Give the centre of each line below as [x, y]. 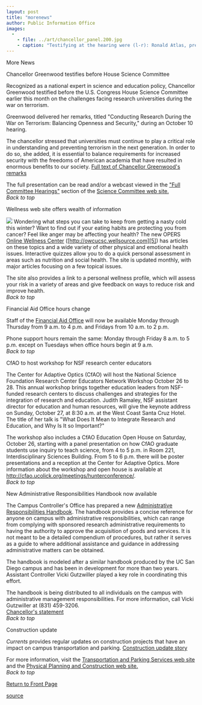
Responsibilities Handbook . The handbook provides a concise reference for [100, 511]
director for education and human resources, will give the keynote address [99, 406]
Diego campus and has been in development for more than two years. [93, 568]
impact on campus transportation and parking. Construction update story [97, 648]
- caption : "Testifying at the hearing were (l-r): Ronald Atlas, [102, 46]
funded [15, 393]
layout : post [23, 12]
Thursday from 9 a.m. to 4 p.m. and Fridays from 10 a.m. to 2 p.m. [88, 327]
